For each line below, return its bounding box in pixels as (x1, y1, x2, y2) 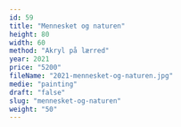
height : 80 (9, 30, 50, 38)
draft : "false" (9, 88, 66, 97)
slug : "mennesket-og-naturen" (9, 96, 122, 106)
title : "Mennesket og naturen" (9, 21, 126, 30)
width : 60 (9, 38, 46, 47)
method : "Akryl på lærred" (9, 47, 110, 55)
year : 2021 (9, 55, 50, 63)
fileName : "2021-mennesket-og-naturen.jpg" (9, 72, 174, 80)
